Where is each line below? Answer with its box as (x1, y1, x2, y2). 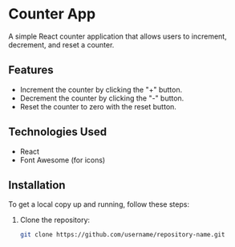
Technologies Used (8, 126, 107, 139)
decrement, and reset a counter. (8, 39, 115, 49)
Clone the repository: (19, 215, 91, 225)
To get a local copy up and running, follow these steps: (8, 200, 190, 209)
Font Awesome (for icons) (19, 154, 106, 165)
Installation (8, 178, 66, 191)
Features (8, 64, 54, 77)
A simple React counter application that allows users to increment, (8, 31, 227, 41)
